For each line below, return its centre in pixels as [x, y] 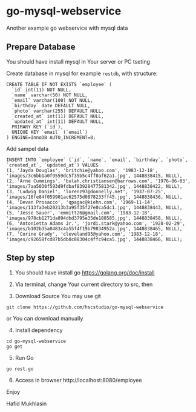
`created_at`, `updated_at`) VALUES [52, 165]
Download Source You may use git [58, 296]
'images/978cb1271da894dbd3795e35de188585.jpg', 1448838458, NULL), [94, 218]
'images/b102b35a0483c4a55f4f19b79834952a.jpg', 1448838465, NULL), [94, 228]
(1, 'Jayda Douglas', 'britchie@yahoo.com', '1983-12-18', [82, 170]
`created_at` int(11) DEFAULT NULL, [58, 116]
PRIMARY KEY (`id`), [38, 127]
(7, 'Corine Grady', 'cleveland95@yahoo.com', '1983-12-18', [85, 234]
